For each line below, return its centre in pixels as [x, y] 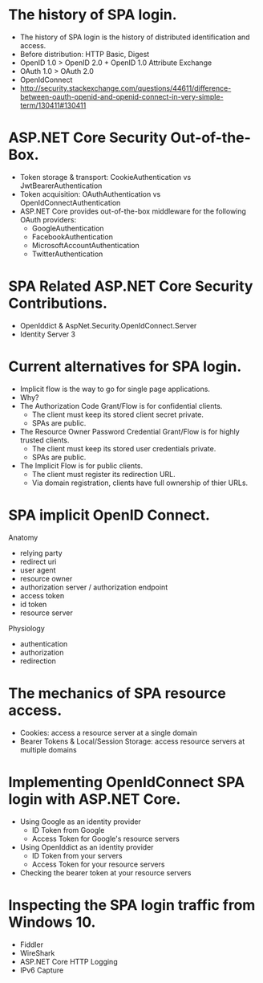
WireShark [37, 952]
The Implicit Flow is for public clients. [81, 465]
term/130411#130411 [53, 105]
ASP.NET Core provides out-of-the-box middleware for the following [133, 211]
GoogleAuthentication [68, 228]
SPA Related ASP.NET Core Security [131, 286]
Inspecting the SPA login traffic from [132, 905]
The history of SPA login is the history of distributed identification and [135, 37]
